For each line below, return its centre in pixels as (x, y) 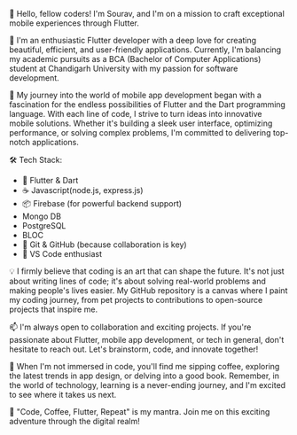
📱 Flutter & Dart (50, 180)
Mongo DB (42, 216)
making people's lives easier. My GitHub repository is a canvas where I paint (148, 291)
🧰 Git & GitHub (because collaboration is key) (105, 245)
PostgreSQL (44, 225)
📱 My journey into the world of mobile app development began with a (135, 95)
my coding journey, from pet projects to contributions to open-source (136, 300)
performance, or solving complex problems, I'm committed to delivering (140, 132)
